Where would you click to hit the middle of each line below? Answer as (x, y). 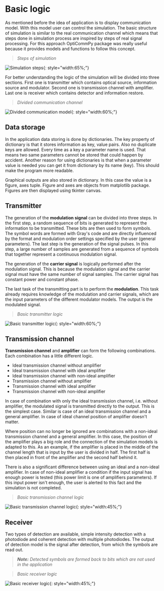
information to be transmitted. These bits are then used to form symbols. (78, 228)
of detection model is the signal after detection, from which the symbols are (82, 545)
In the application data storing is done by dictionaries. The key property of (80, 139)
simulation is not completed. (34, 488)
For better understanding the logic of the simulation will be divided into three (82, 77)
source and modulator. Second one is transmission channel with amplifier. (80, 87)
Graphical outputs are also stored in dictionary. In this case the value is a (78, 180)
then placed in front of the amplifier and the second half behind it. (71, 457)
